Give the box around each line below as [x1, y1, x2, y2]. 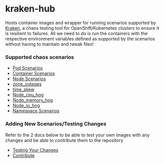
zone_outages [12, 81, 42, 87]
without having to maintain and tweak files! [5, 41, 94, 47]
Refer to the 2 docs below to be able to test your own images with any [5, 132, 150, 138]
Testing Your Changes [12, 147, 59, 153]
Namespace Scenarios [12, 108, 60, 114]
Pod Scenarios [12, 65, 43, 71]
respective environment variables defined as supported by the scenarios [5, 36, 155, 42]
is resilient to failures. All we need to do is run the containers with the [5, 30, 148, 36]
